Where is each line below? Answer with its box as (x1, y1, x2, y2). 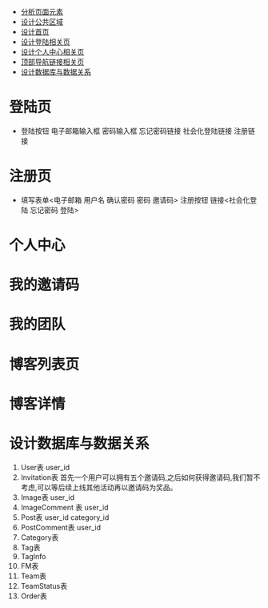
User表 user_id (20, 462, 70, 472)
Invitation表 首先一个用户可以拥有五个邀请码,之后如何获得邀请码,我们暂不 (20, 472, 261, 482)
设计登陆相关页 (20, 37, 70, 46)
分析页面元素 (20, 7, 63, 16)
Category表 (20, 532, 59, 542)
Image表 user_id (20, 492, 75, 502)
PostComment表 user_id (20, 522, 102, 532)
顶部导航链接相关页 (20, 57, 85, 66)
